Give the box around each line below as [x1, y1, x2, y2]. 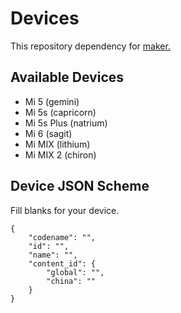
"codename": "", [28, 232, 97, 242]
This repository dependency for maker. [10, 40, 171, 52]
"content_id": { [28, 258, 97, 269]
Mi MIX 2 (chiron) [24, 148, 97, 161]
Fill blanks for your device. [10, 204, 120, 216]
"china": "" [46, 276, 97, 286]
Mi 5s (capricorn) [24, 106, 97, 118]
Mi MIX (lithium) [24, 138, 91, 150]
